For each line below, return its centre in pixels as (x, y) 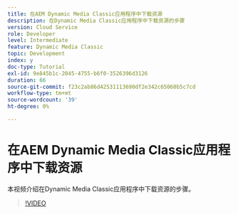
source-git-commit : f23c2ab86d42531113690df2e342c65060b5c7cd (102, 87)
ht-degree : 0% (29, 107)
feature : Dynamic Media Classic (55, 47)
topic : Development (36, 54)
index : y (20, 60)
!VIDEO (35, 203)
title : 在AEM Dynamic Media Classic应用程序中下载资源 (85, 14)
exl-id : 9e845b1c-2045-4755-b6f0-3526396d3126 (78, 73)
